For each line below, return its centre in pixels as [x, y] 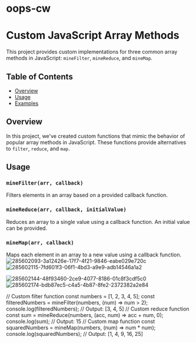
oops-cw [29, 9]
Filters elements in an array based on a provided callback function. [87, 195]
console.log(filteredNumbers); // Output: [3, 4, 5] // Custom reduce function [98, 309]
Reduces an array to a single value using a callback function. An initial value [98, 222]
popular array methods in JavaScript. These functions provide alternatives [96, 142]
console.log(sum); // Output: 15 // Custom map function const [81, 321]
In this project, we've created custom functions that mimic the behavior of [96, 136]
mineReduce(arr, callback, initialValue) [66, 210]
